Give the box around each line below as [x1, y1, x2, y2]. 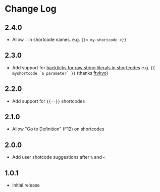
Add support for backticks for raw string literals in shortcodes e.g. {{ [12, 64, 155, 71]
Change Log [5, 3, 57, 15]
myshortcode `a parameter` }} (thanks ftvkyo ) [12, 70, 109, 76]
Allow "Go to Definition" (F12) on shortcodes [12, 126, 104, 132]
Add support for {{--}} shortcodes [12, 98, 85, 104]
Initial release [12, 182, 40, 188]
